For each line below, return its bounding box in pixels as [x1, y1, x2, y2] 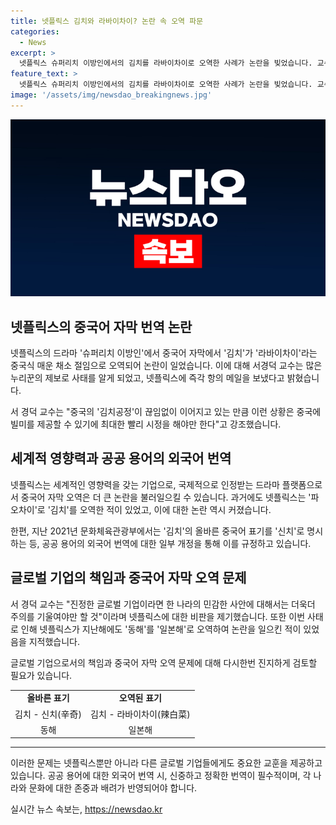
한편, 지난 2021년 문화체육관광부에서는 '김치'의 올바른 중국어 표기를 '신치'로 [10, 525, 305, 537]
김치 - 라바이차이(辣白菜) [90, 708, 191, 720]
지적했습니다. [28, 635, 81, 647]
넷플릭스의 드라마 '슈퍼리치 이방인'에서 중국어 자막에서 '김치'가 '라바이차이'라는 [10, 347, 318, 359]
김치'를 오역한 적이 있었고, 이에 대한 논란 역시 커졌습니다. [49, 503, 272, 515]
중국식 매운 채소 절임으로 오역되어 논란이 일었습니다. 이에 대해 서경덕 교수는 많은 [10, 360, 323, 372]
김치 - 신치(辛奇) [14, 708, 83, 720]
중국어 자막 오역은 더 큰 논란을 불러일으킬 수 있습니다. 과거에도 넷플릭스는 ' [20, 491, 312, 503]
